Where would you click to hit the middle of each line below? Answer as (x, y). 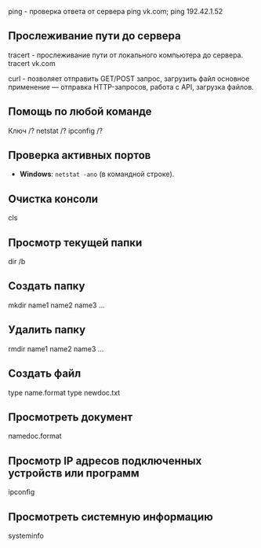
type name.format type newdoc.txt (64, 392)
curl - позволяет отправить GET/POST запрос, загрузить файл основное (129, 79)
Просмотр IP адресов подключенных (105, 460)
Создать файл (45, 374)
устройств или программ (74, 473)
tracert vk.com (32, 63)
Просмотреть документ (71, 417)
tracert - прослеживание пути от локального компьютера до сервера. (126, 55)
